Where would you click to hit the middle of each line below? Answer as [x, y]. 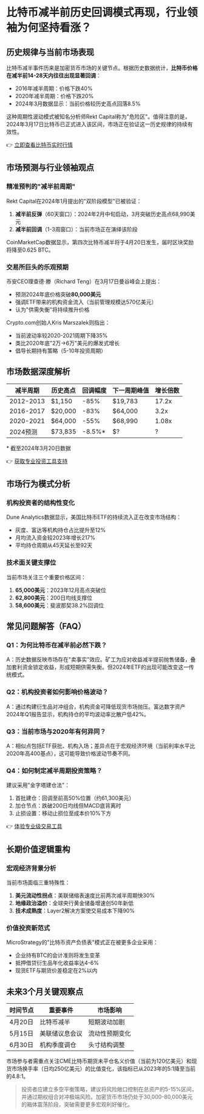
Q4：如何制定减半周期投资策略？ [54, 770]
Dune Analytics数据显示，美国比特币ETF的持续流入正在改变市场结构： [94, 517]
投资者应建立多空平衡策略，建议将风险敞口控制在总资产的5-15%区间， [109, 1089]
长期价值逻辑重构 [38, 849]
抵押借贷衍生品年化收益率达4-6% [57, 963]
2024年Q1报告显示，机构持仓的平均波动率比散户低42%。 [78, 714]
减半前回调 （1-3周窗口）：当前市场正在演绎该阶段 [76, 229]
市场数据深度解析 [38, 372]
